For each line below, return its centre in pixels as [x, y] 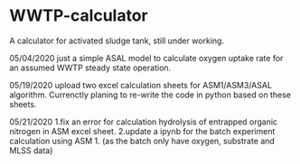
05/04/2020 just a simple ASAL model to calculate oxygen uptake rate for [146, 58]
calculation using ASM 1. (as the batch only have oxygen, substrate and [142, 141]
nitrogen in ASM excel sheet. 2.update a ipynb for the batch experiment [142, 131]
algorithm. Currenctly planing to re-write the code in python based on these [150, 95]
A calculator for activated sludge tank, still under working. [117, 41]
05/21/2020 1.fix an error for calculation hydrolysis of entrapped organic [144, 122]
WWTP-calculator [79, 16]
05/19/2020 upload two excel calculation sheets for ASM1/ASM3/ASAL [141, 85]
